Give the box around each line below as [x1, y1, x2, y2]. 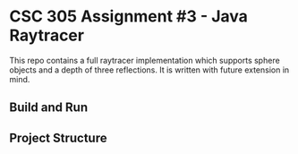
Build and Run [9, 100, 88, 115]
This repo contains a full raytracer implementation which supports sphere [9, 55, 280, 65]
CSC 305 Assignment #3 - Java [9, 6, 249, 27]
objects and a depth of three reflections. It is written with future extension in [9, 64, 290, 75]
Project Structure [9, 130, 107, 145]
